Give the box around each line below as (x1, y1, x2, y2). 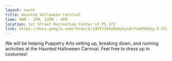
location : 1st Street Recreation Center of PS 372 (5, 21, 116, 27)
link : (5, 26, 17, 32)
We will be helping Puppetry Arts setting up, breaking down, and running (5, 40, 159, 46)
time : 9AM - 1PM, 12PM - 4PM (5, 17, 68, 22)
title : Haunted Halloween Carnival (5, 12, 81, 17)
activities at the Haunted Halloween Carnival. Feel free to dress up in (5, 46, 150, 52)
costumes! (5, 51, 28, 57)
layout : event (5, 7, 36, 13)
